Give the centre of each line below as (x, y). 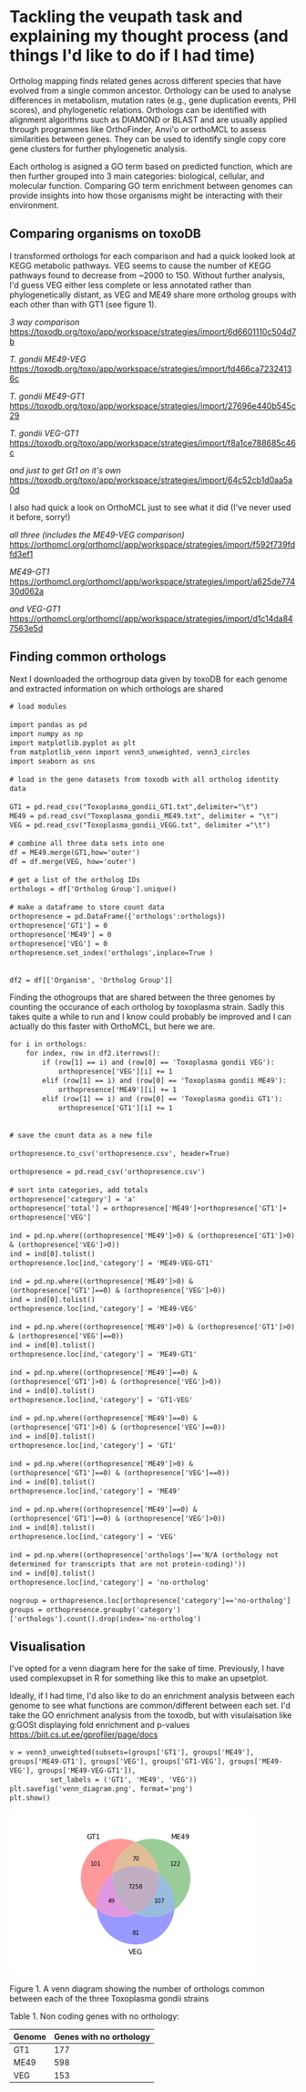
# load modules (38, 706)
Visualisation (48, 1646)
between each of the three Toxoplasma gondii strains (109, 1999)
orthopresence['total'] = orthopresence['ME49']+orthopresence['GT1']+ (148, 1208)
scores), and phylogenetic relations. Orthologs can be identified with (138, 109)
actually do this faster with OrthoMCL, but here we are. (112, 1026)
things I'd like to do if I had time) (133, 56)
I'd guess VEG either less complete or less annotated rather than (131, 285)
